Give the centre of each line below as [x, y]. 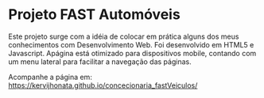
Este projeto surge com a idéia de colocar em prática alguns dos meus [124, 36]
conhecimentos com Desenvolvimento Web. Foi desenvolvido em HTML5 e [131, 44]
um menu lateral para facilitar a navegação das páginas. [100, 62]
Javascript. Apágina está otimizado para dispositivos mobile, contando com [132, 53]
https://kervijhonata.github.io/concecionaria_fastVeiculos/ [103, 85]
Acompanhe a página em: [50, 77]
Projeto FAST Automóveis [94, 15]
